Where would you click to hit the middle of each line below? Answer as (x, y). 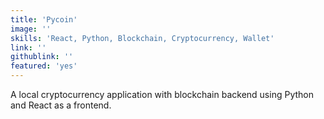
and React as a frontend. (61, 105)
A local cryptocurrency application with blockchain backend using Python (162, 94)
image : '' (31, 29)
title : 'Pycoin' (44, 19)
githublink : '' (42, 57)
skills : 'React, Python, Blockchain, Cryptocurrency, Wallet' (142, 38)
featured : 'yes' (44, 66)
